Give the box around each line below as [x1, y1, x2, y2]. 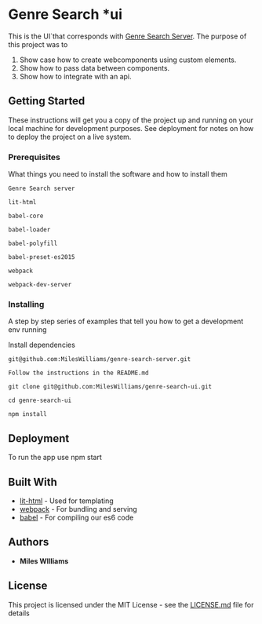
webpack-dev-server [8, 281, 72, 289]
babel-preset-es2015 [8, 254, 76, 261]
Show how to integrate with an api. [19, 71, 132, 81]
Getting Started [8, 94, 86, 108]
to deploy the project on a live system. [8, 132, 132, 141]
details [8, 608, 30, 618]
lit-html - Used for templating [19, 496, 114, 505]
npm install [8, 411, 47, 418]
